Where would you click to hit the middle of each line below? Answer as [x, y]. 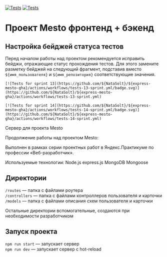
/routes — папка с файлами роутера [44, 190]
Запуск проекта [31, 232]
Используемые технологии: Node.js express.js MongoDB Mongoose [77, 162]
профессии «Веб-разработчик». [39, 153]
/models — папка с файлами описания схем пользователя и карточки [79, 201]
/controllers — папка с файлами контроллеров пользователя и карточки [84, 195]
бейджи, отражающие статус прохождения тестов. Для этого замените [82, 64]
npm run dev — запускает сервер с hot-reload [53, 249]
